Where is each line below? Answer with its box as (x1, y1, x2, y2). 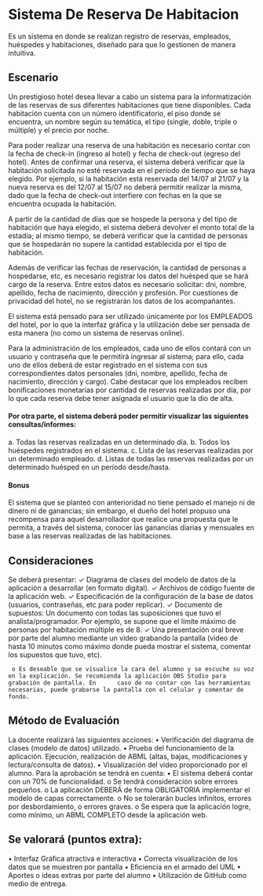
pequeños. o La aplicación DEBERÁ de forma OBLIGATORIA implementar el (8, 784, 250, 795)
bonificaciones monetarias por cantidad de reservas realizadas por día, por (8, 385, 252, 395)
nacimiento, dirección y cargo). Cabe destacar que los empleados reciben (8, 376, 248, 386)
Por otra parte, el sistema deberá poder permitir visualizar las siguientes (8, 411, 249, 421)
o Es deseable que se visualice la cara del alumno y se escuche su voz (11, 665, 255, 673)
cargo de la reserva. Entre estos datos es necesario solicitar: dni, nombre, (8, 279, 247, 288)
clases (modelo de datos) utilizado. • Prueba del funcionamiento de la (8, 743, 234, 752)
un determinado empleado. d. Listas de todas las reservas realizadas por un (8, 454, 254, 463)
